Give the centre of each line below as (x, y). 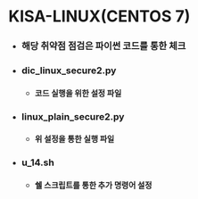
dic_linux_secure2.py (69, 70)
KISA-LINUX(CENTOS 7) (99, 17)
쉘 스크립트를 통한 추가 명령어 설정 (93, 185)
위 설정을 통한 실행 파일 (74, 139)
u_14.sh (37, 162)
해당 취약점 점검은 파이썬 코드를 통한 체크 (103, 46)
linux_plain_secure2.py (73, 116)
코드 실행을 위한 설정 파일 (78, 93)
